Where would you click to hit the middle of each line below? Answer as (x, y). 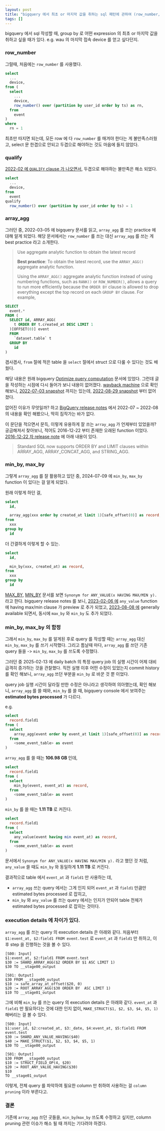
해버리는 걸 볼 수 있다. (26, 1014)
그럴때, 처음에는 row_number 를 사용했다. (43, 64)
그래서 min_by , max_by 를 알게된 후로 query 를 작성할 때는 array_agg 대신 (75, 639)
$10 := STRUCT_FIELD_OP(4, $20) (38, 1062)
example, (26, 297)
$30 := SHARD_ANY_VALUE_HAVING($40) (42, 1037)
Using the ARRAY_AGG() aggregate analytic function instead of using (85, 276)
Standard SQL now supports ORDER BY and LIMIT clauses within (83, 446)
